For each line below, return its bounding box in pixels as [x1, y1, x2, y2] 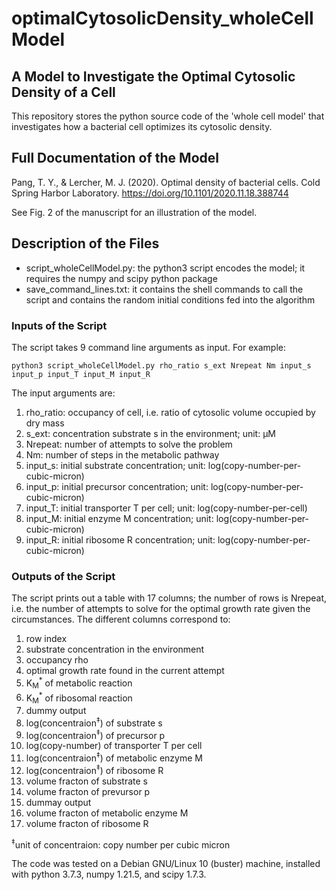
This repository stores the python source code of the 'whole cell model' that [11, 110, 325, 122]
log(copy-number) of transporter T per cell [25, 740, 203, 752]
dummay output [25, 796, 92, 808]
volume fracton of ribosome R [25, 817, 149, 829]
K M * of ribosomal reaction [25, 690, 133, 706]
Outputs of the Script [11, 569, 116, 583]
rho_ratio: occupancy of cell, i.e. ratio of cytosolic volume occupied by [25, 406, 316, 418]
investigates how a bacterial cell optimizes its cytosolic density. [11, 121, 273, 132]
